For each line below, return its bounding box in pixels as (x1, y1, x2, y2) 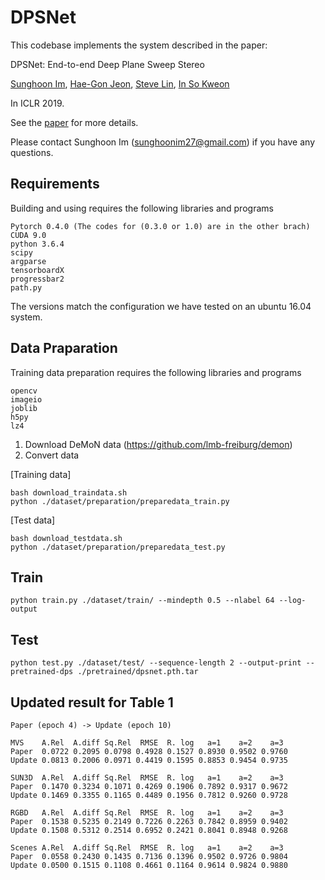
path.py (10, 282, 43, 293)
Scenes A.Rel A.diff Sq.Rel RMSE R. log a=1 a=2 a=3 (10, 843, 284, 853)
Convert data (24, 449, 80, 461)
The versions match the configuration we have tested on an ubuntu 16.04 (10, 300, 312, 312)
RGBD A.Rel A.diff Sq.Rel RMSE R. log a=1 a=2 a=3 (10, 808, 284, 818)
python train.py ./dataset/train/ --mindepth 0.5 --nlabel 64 (10, 596, 275, 606)
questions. (10, 146, 54, 158)
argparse (10, 256, 47, 266)
